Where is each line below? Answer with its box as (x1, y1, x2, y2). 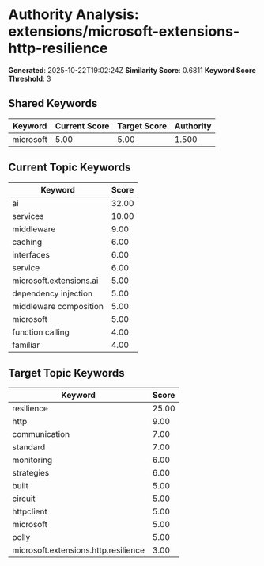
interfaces (12, 249, 50, 260)
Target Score (117, 120, 168, 132)
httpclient (12, 506, 47, 517)
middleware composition (12, 300, 104, 312)
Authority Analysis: (8, 6, 140, 24)
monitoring (12, 454, 53, 465)
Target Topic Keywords (8, 366, 125, 380)
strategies (12, 468, 50, 479)
